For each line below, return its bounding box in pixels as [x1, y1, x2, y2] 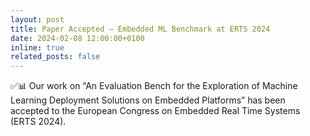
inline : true [10, 42, 65, 53]
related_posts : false [10, 52, 101, 62]
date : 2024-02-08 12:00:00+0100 [10, 33, 145, 43]
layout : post [10, 14, 65, 25]
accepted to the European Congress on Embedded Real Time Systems [10, 105, 301, 117]
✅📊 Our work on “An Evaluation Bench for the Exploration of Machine [10, 80, 298, 92]
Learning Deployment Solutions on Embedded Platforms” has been [10, 94, 286, 106]
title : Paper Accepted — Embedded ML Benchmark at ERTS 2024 [10, 24, 271, 34]
